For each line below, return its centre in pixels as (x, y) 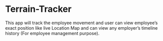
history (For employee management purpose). (52, 33)
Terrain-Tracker (38, 9)
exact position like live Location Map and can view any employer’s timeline (81, 28)
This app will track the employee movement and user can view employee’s (81, 23)
